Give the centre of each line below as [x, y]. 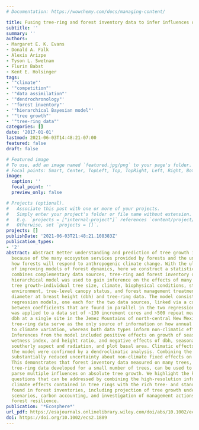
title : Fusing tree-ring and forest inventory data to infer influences [98, 22]
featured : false [26, 143]
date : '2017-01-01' [30, 132]
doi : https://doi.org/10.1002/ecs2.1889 [57, 418]
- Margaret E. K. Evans [36, 44]
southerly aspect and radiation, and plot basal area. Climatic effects [103, 346]
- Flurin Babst [25, 66]
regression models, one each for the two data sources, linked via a [99, 302]
